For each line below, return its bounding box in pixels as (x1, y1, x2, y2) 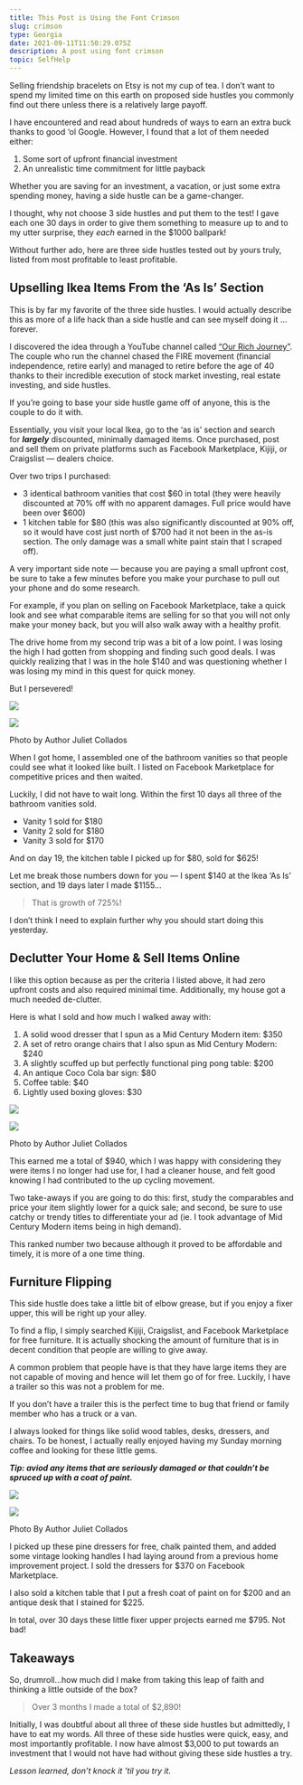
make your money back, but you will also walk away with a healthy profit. (9, 619, 282, 629)
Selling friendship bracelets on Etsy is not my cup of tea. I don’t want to (9, 80, 276, 90)
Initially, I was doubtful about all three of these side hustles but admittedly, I (9, 1719, 290, 1730)
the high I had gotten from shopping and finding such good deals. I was (9, 646, 276, 656)
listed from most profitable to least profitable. (9, 254, 178, 265)
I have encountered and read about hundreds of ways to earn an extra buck (9, 117, 291, 127)
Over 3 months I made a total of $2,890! (31, 1702, 182, 1713)
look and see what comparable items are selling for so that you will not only (9, 609, 291, 620)
